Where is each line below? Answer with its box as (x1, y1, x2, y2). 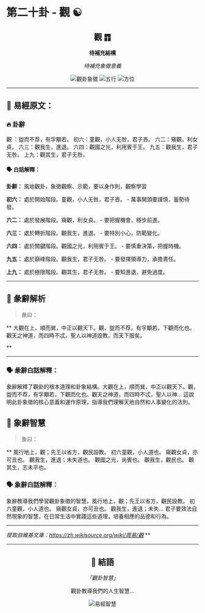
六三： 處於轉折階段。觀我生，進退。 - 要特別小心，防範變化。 (6, 229, 164, 236)
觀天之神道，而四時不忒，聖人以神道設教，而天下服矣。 (6, 332, 145, 339)
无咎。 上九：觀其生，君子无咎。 (6, 150, 88, 158)
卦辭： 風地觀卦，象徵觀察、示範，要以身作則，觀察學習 (6, 182, 147, 190)
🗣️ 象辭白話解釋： (6, 480, 59, 489)
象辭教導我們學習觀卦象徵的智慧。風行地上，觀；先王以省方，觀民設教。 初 (6, 497, 195, 505)
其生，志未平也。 (6, 463, 49, 471)
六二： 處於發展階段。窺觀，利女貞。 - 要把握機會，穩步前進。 (6, 216, 164, 223)
